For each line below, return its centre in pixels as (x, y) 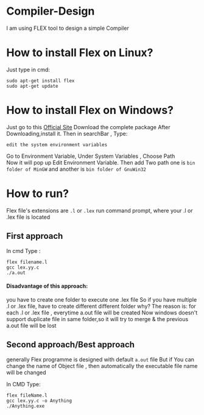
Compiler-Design (51, 11)
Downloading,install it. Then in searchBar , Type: (67, 133)
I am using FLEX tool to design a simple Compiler (68, 28)
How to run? (37, 194)
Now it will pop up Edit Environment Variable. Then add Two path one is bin (101, 162)
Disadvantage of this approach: (47, 286)
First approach (35, 236)
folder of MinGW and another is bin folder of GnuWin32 (76, 169)
